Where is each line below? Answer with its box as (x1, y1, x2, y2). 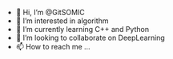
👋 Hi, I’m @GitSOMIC (15, 8, 86, 17)
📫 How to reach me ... (15, 42, 91, 51)
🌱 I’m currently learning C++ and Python (15, 25, 150, 33)
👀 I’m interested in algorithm (15, 16, 109, 26)
